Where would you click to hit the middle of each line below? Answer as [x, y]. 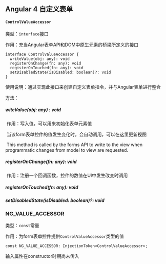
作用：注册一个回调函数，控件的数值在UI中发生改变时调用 [67, 175]
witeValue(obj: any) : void [33, 110]
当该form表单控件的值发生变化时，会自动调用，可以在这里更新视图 [77, 134]
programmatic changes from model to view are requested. [67, 150]
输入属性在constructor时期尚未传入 [42, 256]
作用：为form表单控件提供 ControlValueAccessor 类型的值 [65, 236]
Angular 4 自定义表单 [39, 9]
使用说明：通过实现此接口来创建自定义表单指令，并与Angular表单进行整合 [83, 87]
